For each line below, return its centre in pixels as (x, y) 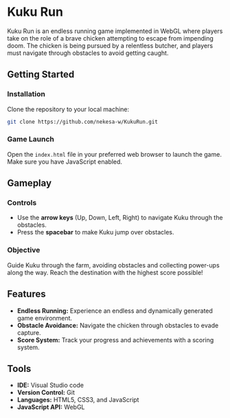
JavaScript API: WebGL (51, 407)
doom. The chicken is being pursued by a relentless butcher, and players (110, 45)
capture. (29, 332)
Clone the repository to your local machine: (68, 109)
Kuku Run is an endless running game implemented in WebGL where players (115, 31)
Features (26, 294)
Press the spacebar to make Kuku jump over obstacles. (95, 232)
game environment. (45, 318)
